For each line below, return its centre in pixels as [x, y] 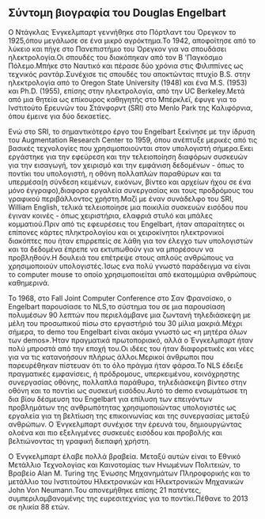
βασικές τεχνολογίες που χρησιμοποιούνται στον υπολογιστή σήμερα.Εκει [131, 148]
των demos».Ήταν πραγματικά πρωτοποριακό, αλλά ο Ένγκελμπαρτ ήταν [131, 340]
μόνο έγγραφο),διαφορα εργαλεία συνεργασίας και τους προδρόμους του [131, 190]
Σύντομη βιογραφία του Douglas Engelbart [117, 13]
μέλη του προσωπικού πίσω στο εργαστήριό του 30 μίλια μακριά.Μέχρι [125, 323]
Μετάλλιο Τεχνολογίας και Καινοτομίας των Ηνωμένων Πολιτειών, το [125, 464]
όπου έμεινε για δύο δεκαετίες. [60, 116]
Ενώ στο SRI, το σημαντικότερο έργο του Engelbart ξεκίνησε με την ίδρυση [132, 131]
